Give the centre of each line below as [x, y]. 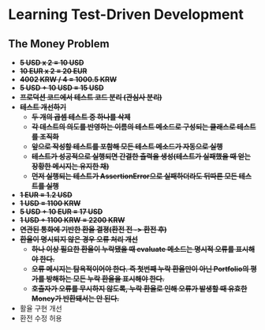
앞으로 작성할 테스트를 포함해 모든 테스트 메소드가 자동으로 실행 [127, 146]
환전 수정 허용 [41, 318]
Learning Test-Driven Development [126, 15]
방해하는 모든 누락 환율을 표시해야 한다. [105, 279]
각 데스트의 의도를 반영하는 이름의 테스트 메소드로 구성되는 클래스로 [133, 127]
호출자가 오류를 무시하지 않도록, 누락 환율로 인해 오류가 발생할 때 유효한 [139, 289]
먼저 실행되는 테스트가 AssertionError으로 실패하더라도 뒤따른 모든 [134, 176]
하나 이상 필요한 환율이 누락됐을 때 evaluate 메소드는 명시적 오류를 [132, 249]
